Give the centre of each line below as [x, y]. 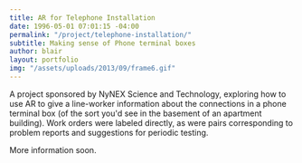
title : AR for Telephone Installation [82, 18]
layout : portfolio [44, 60]
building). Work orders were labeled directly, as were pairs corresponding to [151, 122]
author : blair [36, 52]
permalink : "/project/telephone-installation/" [101, 34]
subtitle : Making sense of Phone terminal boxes [103, 43]
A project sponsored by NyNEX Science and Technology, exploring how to [148, 94]
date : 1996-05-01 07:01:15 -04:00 [75, 26]
